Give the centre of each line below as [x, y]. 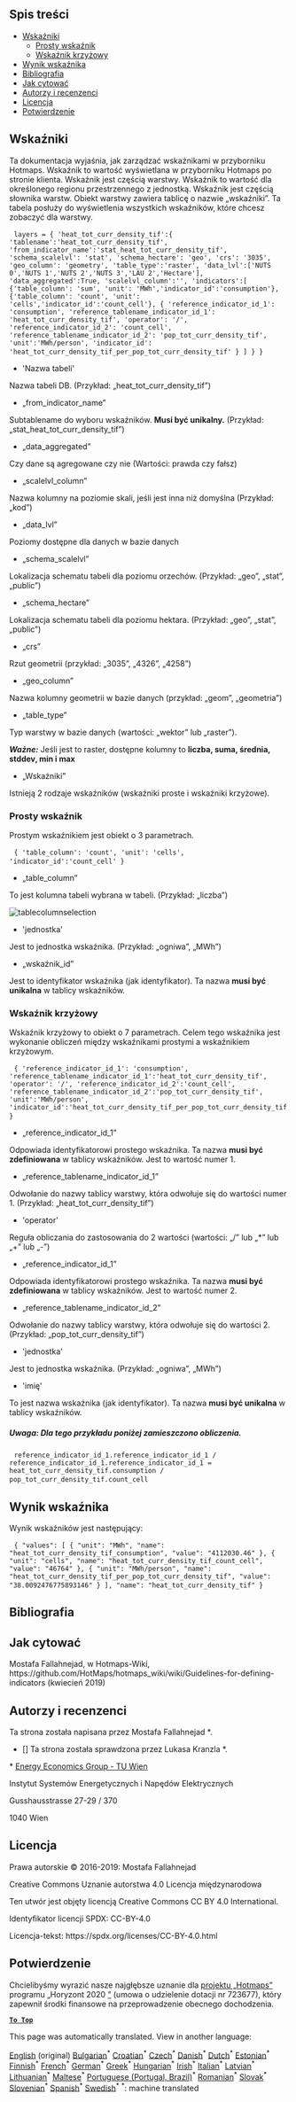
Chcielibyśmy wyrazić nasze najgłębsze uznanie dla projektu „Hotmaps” [141, 1985]
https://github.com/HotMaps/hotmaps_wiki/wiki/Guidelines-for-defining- [142, 1673]
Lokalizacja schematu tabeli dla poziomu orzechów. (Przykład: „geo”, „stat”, [147, 576]
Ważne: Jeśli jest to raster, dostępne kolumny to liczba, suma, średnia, [140, 749]
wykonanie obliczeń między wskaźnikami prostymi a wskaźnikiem [130, 1042]
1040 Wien [29, 1818]
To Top [21, 2020]
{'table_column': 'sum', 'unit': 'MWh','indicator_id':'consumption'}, [144, 288]
